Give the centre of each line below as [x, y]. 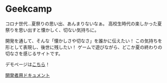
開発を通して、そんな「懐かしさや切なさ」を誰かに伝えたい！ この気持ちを [84, 41]
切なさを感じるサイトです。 [34, 53]
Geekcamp [29, 9]
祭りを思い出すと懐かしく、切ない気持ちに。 [52, 30]
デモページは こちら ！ [27, 64]
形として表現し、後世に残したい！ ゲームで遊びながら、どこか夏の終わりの [84, 47]
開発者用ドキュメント [27, 75]
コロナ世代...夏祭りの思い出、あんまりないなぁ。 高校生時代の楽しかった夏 [83, 23]
